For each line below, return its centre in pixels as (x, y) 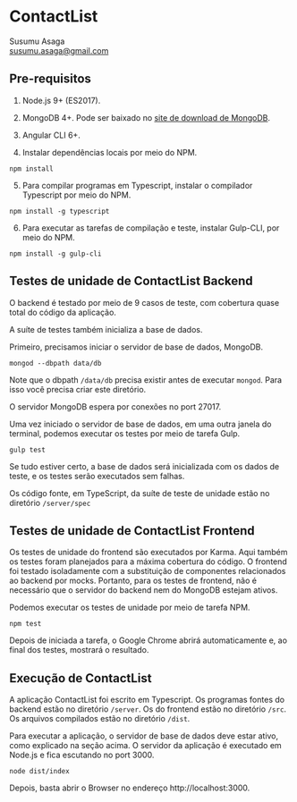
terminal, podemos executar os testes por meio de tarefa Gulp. (125, 433)
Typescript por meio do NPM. (76, 195)
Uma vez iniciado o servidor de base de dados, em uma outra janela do (140, 424)
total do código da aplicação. (63, 312)
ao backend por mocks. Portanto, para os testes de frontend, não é (133, 581)
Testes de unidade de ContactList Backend (131, 281)
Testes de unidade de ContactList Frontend (132, 531)
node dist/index (39, 772)
